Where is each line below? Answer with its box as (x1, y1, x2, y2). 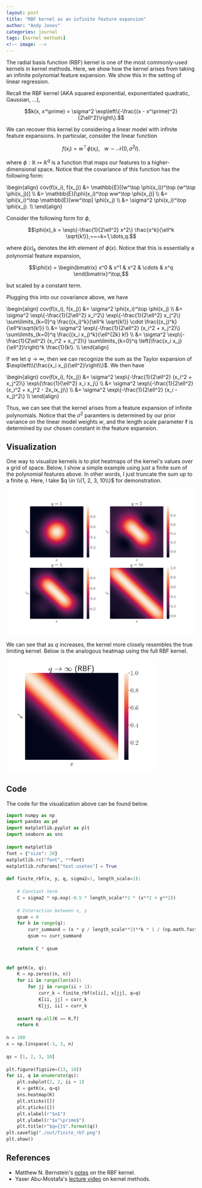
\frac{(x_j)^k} (144, 318, 177, 325)
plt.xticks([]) (17, 1098, 55, 1104)
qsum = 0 (17, 914, 39, 920)
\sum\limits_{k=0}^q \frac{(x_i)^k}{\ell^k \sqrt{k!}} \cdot (6, 318, 143, 325)
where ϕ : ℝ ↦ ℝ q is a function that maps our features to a (6, 158, 151, 166)
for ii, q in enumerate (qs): (6, 1072, 79, 1079)
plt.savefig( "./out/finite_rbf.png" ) (6, 1130, 101, 1136)
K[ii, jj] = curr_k (38, 997, 87, 1003)
